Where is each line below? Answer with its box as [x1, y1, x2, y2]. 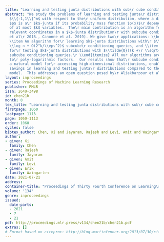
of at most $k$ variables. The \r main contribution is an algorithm [9, 25, 154, 30]
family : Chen [9, 143, 36, 148]
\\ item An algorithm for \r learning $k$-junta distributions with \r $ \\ [9, 39, 161, 44]
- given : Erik [5, 166, 34, 171]
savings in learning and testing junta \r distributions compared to [9, 66, 152, 71]
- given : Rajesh [5, 148, 38, 153]
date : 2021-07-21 [5, 175, 41, 180]
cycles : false [5, 125, 34, 130]
